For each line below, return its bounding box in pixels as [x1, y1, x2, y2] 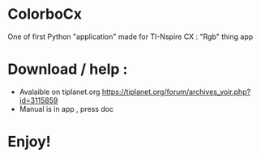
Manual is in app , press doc [19, 104, 114, 113]
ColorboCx [7, 5, 83, 23]
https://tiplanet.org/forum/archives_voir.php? [101, 87, 251, 96]
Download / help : [7, 60, 128, 79]
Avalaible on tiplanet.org [19, 87, 101, 96]
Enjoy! [7, 133, 52, 151]
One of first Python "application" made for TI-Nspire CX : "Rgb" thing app [7, 32, 254, 41]
